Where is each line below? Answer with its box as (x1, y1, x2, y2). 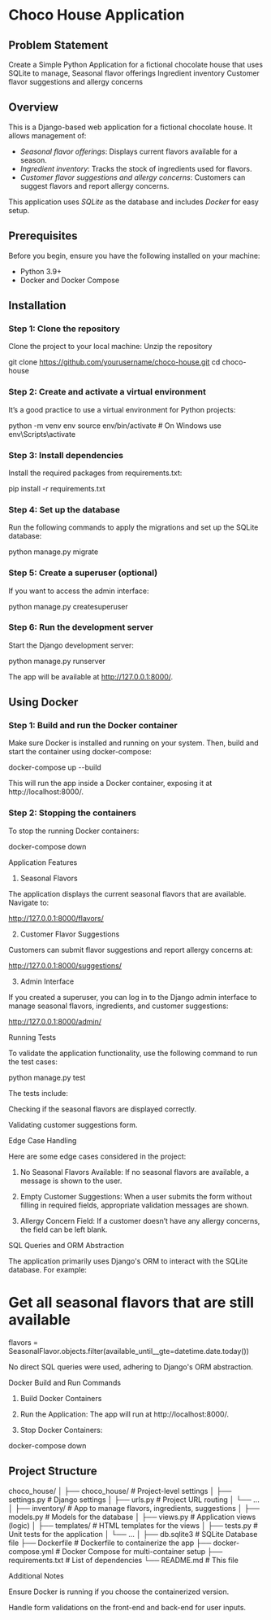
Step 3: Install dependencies (8, 449, 124, 461)
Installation (8, 299, 67, 312)
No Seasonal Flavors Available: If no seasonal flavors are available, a (19, 1167, 250, 1177)
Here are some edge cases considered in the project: (8, 1151, 187, 1161)
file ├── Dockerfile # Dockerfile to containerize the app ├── (8, 1538, 212, 1548)
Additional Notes (8, 1570, 64, 1580)
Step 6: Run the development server (8, 622, 154, 633)
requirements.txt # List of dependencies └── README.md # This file (8, 1555, 239, 1565)
